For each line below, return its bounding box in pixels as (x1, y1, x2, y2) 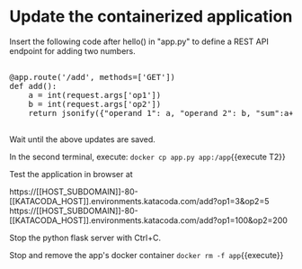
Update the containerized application (9, 6, 293, 27)
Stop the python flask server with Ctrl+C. (9, 232, 162, 243)
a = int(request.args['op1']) (28, 90, 162, 100)
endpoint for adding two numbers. (9, 45, 137, 56)
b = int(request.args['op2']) (28, 99, 162, 109)
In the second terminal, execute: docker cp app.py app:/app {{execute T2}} (9, 151, 286, 162)
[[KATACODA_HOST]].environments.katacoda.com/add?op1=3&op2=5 (9, 195, 270, 206)
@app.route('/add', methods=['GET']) (9, 72, 176, 82)
